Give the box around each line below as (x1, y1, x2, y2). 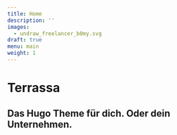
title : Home (7, 10, 42, 18)
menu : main (7, 43, 39, 50)
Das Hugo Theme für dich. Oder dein (7, 108, 171, 120)
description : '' (7, 17, 55, 24)
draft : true (7, 37, 42, 44)
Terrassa (7, 80, 60, 96)
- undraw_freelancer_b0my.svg (13, 30, 102, 37)
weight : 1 (7, 50, 37, 57)
